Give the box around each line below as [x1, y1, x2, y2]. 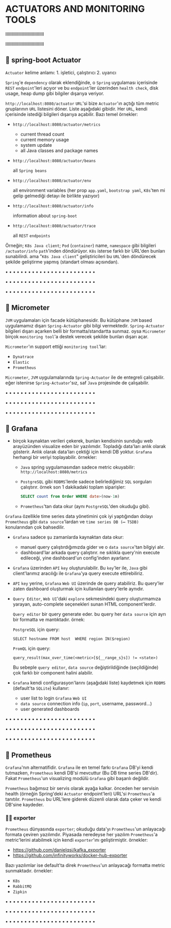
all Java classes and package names [20, 147, 99, 153]
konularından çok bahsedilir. [5, 524, 65, 530]
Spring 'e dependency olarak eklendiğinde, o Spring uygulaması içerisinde [5, 79, 158, 85]
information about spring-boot [12, 212, 78, 219]
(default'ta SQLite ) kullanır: [12, 685, 69, 691]
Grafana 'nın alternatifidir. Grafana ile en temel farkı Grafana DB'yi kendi [5, 764, 154, 770]
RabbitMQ [12, 884, 32, 890]
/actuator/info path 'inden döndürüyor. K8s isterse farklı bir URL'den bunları [5, 247, 165, 254]
